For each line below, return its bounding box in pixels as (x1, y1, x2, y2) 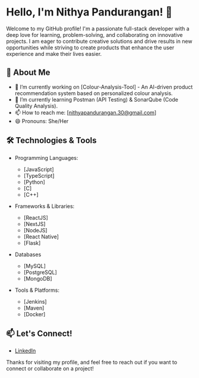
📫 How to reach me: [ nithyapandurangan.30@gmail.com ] (14, 109, 157, 116)
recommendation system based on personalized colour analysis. (14, 89, 173, 97)
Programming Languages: (14, 154, 78, 161)
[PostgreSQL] (23, 269, 58, 276)
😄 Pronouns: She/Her (14, 117, 69, 124)
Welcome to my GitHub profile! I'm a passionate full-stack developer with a (6, 25, 190, 32)
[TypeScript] (23, 172, 55, 179)
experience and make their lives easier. (6, 50, 102, 57)
